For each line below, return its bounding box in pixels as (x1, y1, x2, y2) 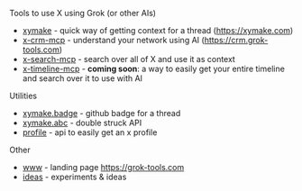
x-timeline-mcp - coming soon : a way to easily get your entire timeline (22, 63, 286, 74)
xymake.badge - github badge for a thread (22, 108, 181, 118)
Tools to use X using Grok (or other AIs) (9, 8, 156, 18)
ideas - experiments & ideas (22, 171, 127, 182)
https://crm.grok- (204, 35, 269, 45)
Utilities (9, 90, 38, 101)
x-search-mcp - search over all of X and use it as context (22, 54, 236, 64)
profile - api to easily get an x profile (22, 127, 158, 138)
